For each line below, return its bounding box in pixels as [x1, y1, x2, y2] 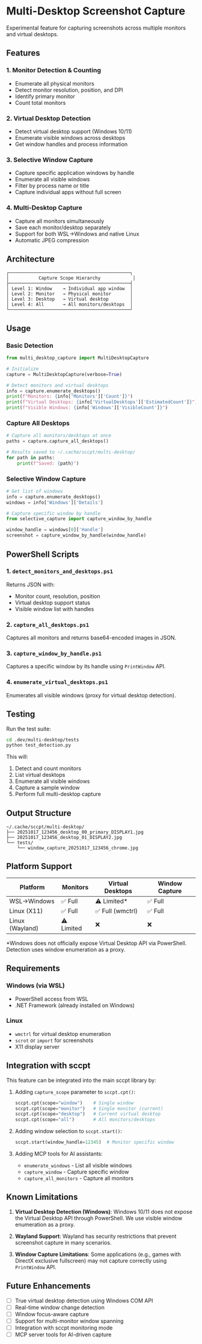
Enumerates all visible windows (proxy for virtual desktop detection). [6, 691, 176, 699]
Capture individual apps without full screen [14, 189, 121, 196]
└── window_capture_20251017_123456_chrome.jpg [17, 845, 138, 851]
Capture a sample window [14, 784, 80, 791]
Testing [6, 709, 35, 720]
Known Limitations [6, 1192, 78, 1202]
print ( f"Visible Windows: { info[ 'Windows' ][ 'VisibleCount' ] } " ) [6, 405, 168, 411]
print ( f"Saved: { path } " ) [17, 460, 79, 466]
